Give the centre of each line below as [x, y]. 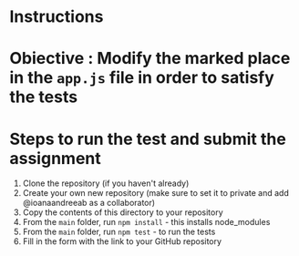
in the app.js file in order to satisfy [142, 78]
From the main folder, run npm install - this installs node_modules [146, 222]
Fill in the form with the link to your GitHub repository [122, 241]
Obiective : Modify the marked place [150, 59]
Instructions [57, 17]
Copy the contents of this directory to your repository [123, 212]
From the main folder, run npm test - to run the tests [119, 232]
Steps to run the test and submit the [148, 139]
